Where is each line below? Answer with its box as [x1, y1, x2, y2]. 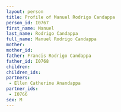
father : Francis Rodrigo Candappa [6, 53, 92, 59]
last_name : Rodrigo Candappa [6, 31, 78, 37]
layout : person [6, 8, 44, 15]
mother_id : [6, 47, 33, 53]
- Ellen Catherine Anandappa [8, 81, 81, 87]
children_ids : [6, 69, 42, 75]
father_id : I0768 [6, 58, 49, 64]
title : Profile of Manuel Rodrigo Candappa [6, 14, 116, 20]
